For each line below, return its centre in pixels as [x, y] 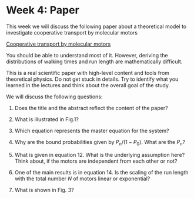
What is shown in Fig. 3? [44, 190]
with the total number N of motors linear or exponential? [82, 179]
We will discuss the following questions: [54, 97]
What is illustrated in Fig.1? [47, 119]
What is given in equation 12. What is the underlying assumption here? [100, 155]
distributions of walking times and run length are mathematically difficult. [94, 61]
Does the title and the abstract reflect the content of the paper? [91, 108]
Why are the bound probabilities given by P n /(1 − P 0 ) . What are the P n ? [100, 143]
